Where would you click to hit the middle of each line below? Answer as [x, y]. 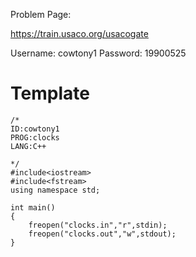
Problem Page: [41, 14]
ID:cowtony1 [35, 129]
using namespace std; [55, 190]
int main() [33, 207]
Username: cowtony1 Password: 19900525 [98, 53]
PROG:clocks [35, 137]
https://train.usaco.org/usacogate [79, 33]
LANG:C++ [28, 146]
